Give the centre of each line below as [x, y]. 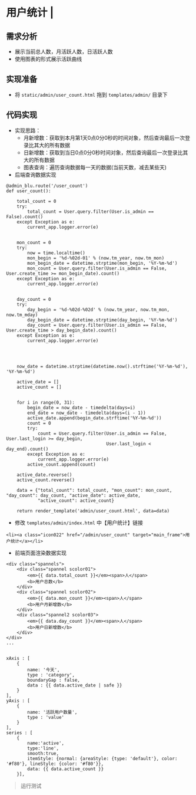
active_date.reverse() [44, 475]
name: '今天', [44, 670]
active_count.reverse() [46, 480]
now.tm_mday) [22, 315]
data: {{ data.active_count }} [66, 769]
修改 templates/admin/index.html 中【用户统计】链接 [79, 523]
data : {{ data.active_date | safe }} [75, 685]
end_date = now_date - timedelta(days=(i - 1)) [87, 413]
